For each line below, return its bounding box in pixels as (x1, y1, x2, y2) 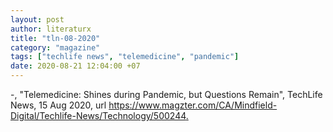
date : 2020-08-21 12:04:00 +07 (10, 61, 141, 71)
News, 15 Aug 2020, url (10, 99, 107, 111)
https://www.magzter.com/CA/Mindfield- (108, 99, 278, 111)
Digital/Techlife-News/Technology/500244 (10, 110, 187, 121)
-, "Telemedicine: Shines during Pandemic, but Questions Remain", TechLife (10, 89, 323, 100)
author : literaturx (10, 24, 92, 34)
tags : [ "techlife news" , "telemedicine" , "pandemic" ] (10, 52, 240, 62)
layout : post (10, 14, 65, 25)
